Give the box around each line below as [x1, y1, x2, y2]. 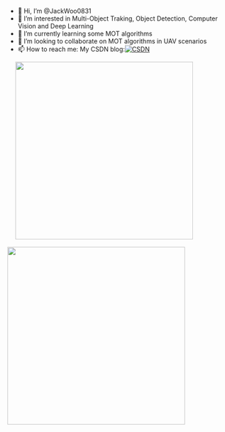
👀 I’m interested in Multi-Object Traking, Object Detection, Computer [17, 14, 218, 23]
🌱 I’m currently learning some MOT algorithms [17, 29, 153, 38]
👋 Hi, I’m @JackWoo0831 [17, 7, 92, 15]
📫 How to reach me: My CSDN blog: [17, 45, 126, 53]
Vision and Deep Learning [17, 22, 94, 30]
